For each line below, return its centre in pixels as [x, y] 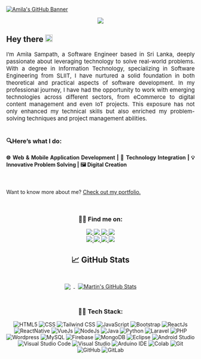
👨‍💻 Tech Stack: [100, 311]
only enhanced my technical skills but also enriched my [87, 111]
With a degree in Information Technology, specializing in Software [100, 68]
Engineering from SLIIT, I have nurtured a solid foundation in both [100, 75]
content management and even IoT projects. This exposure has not [100, 104]
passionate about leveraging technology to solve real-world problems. [100, 61]
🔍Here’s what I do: [34, 141]
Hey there [25, 39]
